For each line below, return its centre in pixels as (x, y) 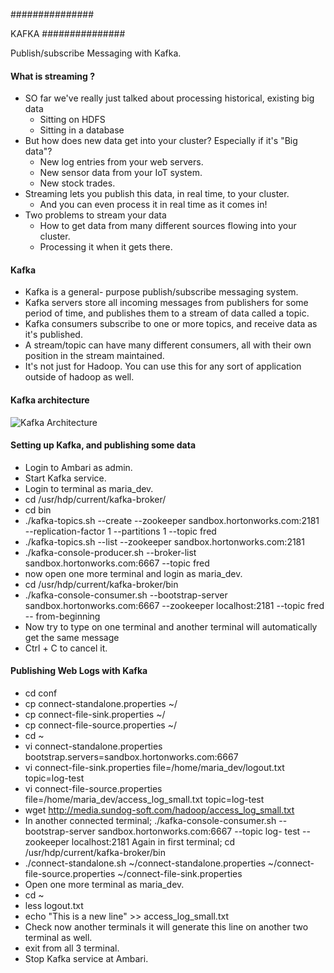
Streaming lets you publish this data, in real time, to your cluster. (157, 194)
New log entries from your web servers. (121, 162)
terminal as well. (58, 938)
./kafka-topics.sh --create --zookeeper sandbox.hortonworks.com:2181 (172, 520)
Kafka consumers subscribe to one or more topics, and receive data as (171, 324)
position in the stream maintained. (94, 356)
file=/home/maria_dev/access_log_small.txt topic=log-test (144, 800)
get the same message (72, 637)
